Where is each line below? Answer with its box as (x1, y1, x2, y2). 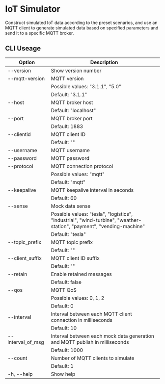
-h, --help (7, 370, 33, 377)
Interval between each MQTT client (51, 310, 132, 317)
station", (51, 223, 70, 230)
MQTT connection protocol (51, 163, 113, 170)
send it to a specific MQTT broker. (5, 30, 74, 36)
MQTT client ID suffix (51, 255, 100, 261)
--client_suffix (7, 255, 42, 261)
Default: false (51, 279, 82, 285)
